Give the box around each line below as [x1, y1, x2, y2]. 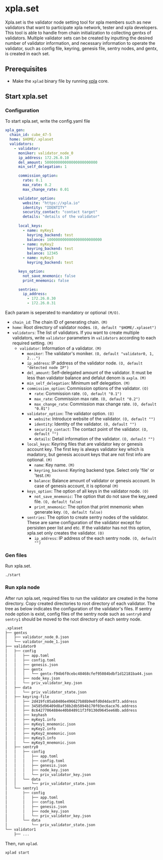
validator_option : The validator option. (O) [27, 411, 114, 417]
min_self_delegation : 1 [18, 165, 67, 169]
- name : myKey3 [23, 256, 54, 261]
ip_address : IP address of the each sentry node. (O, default [34, 535, 157, 541]
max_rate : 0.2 [23, 183, 52, 188]
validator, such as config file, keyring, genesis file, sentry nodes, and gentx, [5, 45, 158, 51]
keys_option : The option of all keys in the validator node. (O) [27, 488, 149, 494]
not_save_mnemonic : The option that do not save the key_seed [34, 494, 158, 499]
